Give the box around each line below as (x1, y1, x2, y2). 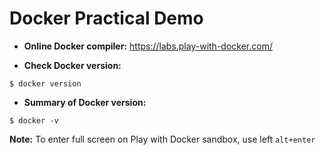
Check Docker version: (23, 59, 122, 71)
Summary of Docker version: (23, 96, 147, 108)
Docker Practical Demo (9, 7, 204, 30)
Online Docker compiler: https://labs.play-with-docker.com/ (23, 40, 273, 52)
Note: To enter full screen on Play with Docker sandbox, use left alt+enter (9, 133, 316, 145)
